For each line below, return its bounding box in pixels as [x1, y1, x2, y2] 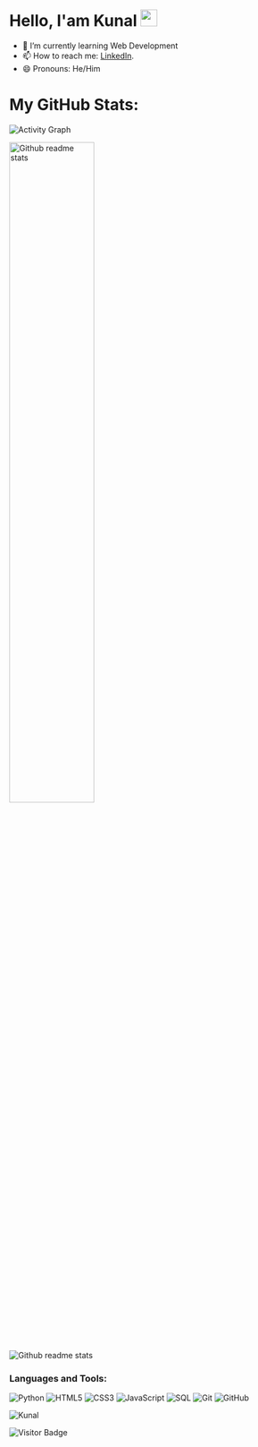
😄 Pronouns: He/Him [21, 63, 101, 73]
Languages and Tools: [9, 1372, 107, 1384]
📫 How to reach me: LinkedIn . [21, 50, 135, 61]
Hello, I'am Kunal [9, 11, 137, 31]
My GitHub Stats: [9, 95, 139, 116]
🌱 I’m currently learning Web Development [21, 40, 179, 51]
